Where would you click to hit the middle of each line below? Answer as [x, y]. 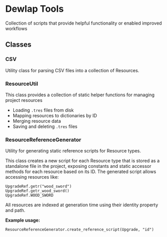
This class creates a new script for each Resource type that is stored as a [82, 161]
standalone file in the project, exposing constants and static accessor [78, 166]
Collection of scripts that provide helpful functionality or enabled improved [84, 23]
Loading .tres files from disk [43, 110]
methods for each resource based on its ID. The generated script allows [81, 171]
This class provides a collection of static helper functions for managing [80, 95]
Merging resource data [37, 121]
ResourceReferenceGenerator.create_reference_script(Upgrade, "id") [80, 230]
